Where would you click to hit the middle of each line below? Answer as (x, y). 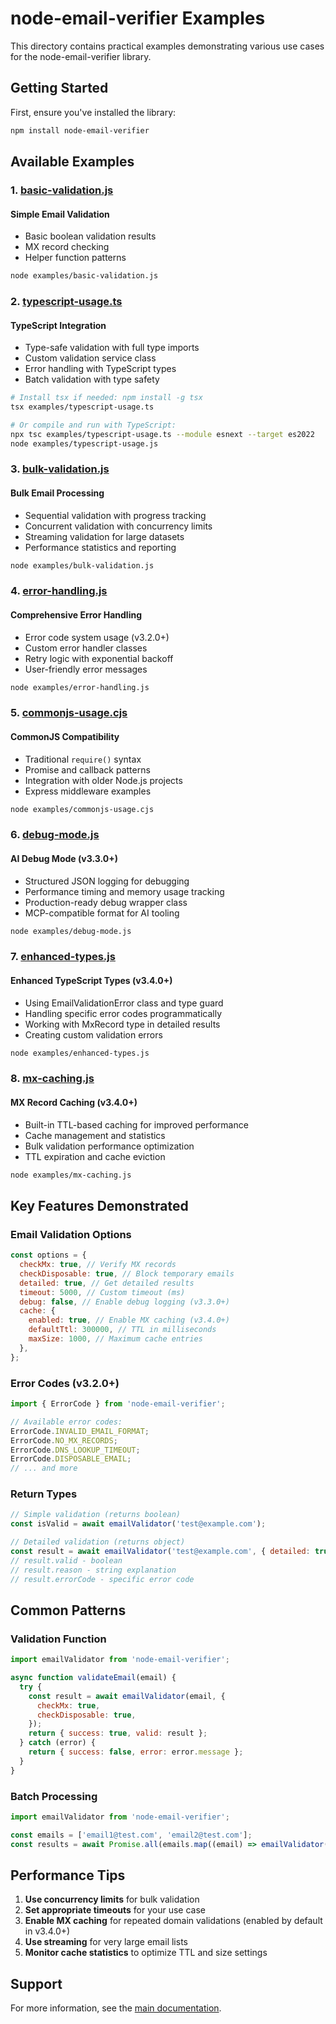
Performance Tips (68, 1875)
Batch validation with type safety (92, 379)
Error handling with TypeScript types (100, 369)
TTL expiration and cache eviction (95, 1156)
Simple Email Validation (60, 214)
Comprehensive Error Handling (76, 615)
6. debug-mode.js (55, 835)
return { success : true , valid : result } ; (118, 1733)
